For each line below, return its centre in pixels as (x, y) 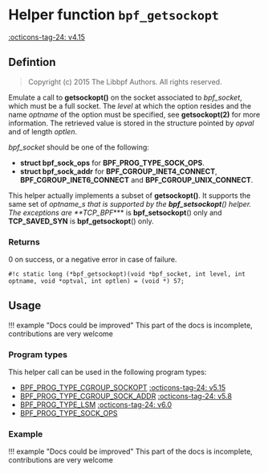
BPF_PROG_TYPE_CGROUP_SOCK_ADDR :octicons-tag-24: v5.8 (126, 397)
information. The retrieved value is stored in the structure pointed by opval (131, 123)
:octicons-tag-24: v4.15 (47, 37)
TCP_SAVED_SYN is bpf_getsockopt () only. (81, 221)
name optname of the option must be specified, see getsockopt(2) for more (134, 114)
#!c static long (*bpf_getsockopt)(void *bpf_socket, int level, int (127, 274)
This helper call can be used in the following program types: (108, 372)
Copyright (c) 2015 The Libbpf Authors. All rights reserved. (125, 81)
